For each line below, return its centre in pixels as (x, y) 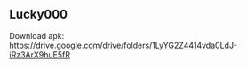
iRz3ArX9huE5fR (40, 54)
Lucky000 (39, 15)
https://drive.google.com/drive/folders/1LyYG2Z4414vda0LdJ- (123, 45)
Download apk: (37, 35)
